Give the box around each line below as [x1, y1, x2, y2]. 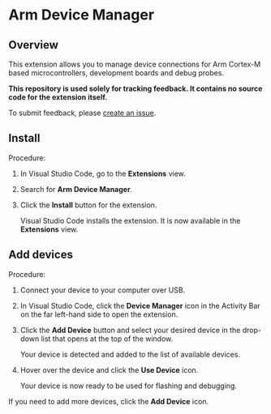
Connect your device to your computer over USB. [19, 285, 186, 295]
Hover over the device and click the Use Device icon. [19, 365, 199, 374]
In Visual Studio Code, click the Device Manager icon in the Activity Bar [19, 301, 261, 310]
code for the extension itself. [8, 92, 108, 102]
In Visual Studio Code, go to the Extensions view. [19, 169, 187, 178]
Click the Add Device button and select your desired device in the [19, 325, 241, 335]
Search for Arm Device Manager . [19, 184, 133, 194]
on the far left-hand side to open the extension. [19, 309, 179, 319]
